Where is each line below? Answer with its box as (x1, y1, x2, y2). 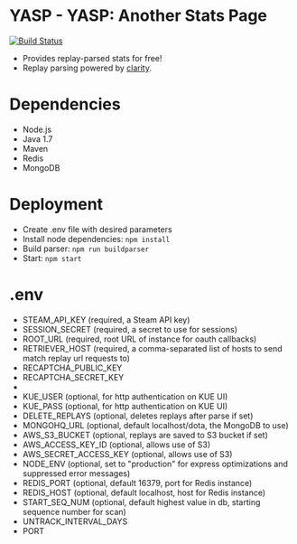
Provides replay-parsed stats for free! (22, 52, 162, 63)
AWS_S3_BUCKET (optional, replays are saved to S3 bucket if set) (22, 429, 269, 440)
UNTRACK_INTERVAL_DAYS (22, 516, 128, 527)
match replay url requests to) (22, 352, 131, 363)
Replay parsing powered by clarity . (22, 62, 152, 73)
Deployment (9, 194, 104, 215)
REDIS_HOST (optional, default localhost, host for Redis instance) (22, 487, 266, 498)
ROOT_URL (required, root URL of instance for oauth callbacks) (22, 333, 257, 344)
